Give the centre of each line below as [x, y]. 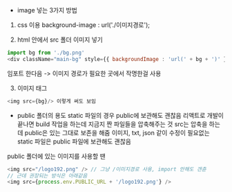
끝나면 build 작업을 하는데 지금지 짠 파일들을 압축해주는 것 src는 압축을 [112, 124]
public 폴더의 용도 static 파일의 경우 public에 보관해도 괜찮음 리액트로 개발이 [120, 115]
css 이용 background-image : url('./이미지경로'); [84, 25]
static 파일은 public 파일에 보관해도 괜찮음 [74, 141]
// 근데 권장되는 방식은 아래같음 [47, 175]
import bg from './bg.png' [46, 53]
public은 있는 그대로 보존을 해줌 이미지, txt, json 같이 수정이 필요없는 [117, 132]
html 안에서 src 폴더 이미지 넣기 [60, 40]
